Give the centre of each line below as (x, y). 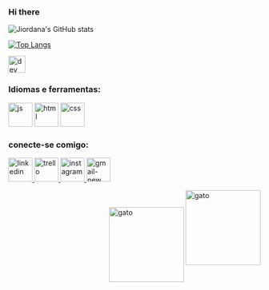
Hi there (24, 12)
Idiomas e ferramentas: (55, 89)
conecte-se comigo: (49, 145)
